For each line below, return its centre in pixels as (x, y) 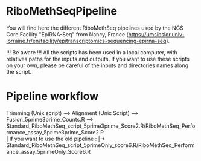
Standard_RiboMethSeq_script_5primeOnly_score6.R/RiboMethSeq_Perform (101, 145)
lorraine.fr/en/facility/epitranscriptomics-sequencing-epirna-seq (86, 41)
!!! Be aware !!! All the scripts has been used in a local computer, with (92, 52)
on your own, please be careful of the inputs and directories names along (97, 65)
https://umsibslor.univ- (157, 34)
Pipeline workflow (52, 97)
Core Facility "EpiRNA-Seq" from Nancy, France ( (67, 34)
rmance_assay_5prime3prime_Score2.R (55, 132)
